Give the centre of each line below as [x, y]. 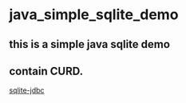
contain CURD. [46, 71]
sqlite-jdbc [27, 90]
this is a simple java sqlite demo [90, 44]
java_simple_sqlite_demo [94, 15]
